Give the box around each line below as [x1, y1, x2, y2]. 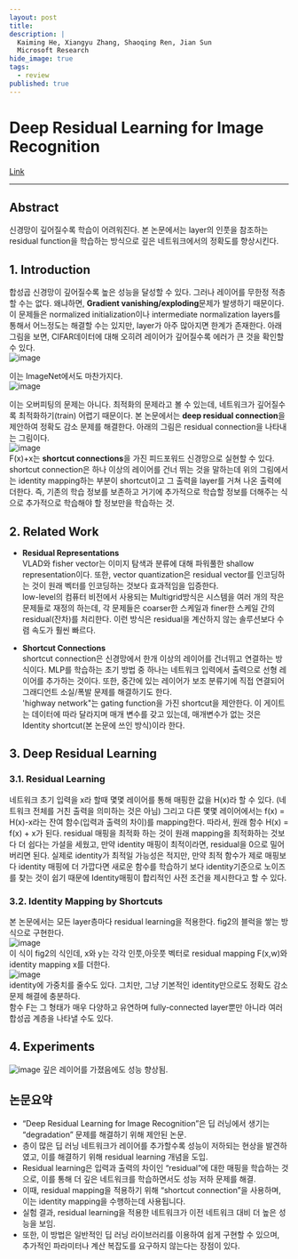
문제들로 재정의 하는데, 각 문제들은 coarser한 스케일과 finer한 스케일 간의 [21, 602, 275, 613]
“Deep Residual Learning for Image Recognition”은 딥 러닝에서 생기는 [21, 1118, 271, 1128]
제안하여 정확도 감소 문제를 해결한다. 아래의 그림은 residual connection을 [9, 422, 263, 432]
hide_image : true [9, 54, 74, 63]
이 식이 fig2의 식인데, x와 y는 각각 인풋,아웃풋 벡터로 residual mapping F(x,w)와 [9, 948, 288, 958]
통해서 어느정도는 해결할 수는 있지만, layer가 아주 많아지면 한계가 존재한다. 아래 [9, 320, 282, 331]
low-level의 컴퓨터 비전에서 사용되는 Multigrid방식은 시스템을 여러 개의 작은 [21, 592, 285, 601]
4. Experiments [9, 1039, 95, 1054]
